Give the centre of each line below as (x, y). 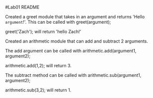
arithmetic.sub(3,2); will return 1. (38, 90)
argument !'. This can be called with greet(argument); (58, 22)
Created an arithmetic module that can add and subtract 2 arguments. (76, 41)
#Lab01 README (22, 7)
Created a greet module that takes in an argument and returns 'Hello (75, 17)
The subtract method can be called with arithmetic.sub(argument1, (73, 75)
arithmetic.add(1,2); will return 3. (38, 66)
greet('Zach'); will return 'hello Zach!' (43, 31)
